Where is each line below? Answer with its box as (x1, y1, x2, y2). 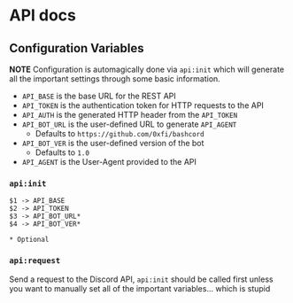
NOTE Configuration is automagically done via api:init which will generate (9, 64, 285, 74)
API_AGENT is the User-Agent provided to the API (21, 157, 197, 167)
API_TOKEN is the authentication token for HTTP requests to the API (21, 100, 264, 111)
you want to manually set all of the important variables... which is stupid (9, 283, 271, 293)
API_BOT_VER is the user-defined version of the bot (21, 138, 204, 148)
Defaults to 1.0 (35, 147, 90, 158)
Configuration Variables (9, 41, 144, 56)
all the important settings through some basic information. (9, 74, 221, 84)
